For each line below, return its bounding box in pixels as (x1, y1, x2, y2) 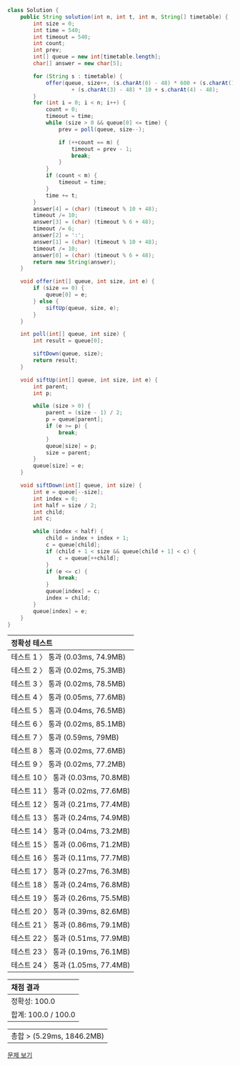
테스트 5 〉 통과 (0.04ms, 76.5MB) (11, 706, 126, 716)
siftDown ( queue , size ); (33, 350, 104, 357)
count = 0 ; (45, 106, 79, 114)
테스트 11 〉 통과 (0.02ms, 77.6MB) (11, 786, 131, 796)
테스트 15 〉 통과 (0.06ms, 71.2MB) (11, 840, 131, 850)
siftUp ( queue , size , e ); (45, 304, 120, 312)
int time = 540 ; (33, 26, 81, 34)
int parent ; (33, 383, 69, 390)
